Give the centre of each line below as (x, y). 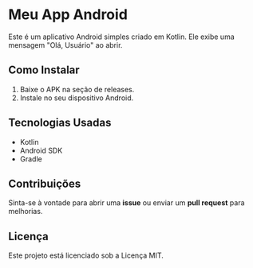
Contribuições (45, 183)
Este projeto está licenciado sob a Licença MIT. (86, 255)
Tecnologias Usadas (60, 123)
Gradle (31, 159)
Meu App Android (68, 15)
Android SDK (41, 150)
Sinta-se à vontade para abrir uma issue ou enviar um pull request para (126, 203)
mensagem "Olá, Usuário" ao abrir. (65, 45)
